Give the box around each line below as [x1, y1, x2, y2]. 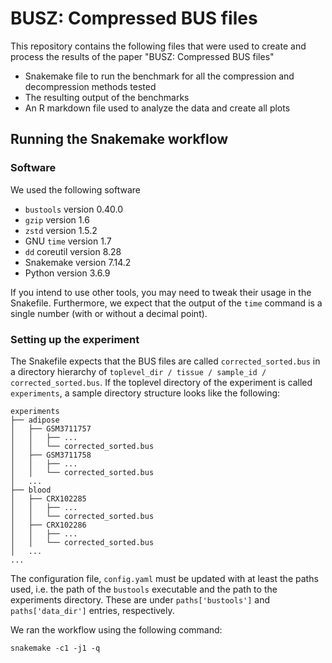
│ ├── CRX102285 [10, 493, 87, 504]
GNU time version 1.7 [24, 235, 112, 247]
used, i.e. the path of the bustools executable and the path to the [10, 583, 278, 595]
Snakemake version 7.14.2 [24, 256, 132, 268]
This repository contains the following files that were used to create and [10, 40, 307, 52]
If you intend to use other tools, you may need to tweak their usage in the [10, 286, 312, 298]
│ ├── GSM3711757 [10, 423, 92, 434]
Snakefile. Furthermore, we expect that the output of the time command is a [10, 297, 323, 309]
